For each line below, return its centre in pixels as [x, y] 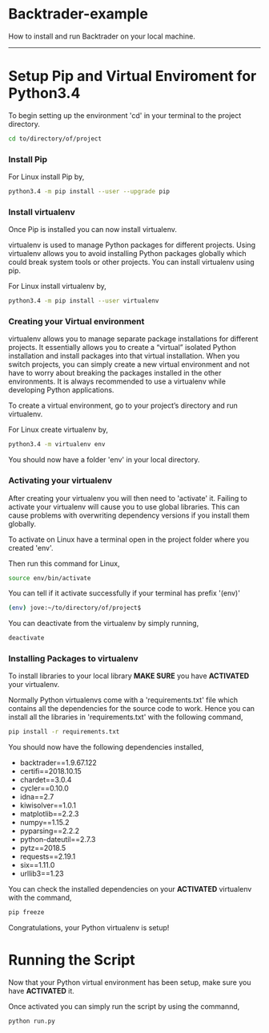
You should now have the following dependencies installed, [106, 747]
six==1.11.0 [37, 865]
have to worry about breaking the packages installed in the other [115, 373]
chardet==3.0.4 [46, 780]
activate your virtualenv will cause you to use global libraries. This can [124, 506]
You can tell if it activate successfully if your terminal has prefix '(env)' [124, 593]
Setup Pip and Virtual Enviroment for [132, 76]
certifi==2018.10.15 [50, 771]
